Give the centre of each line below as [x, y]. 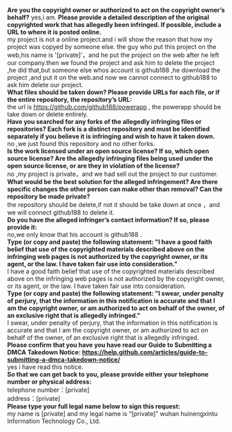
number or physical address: [49, 381]
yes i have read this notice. [46, 367]
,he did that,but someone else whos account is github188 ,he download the [114, 70]
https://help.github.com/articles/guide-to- [145, 352]
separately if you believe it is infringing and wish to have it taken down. [111, 136]
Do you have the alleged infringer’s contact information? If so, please [108, 220]
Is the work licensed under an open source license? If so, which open [108, 151]
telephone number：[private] [48, 390]
